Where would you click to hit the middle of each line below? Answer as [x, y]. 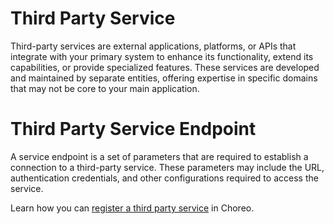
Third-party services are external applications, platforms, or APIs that [153, 46]
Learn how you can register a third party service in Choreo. [132, 208]
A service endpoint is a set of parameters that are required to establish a [159, 156]
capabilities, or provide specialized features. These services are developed [165, 67]
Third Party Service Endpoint [133, 129]
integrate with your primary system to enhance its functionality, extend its [162, 56]
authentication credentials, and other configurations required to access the [164, 178]
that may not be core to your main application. [105, 88]
